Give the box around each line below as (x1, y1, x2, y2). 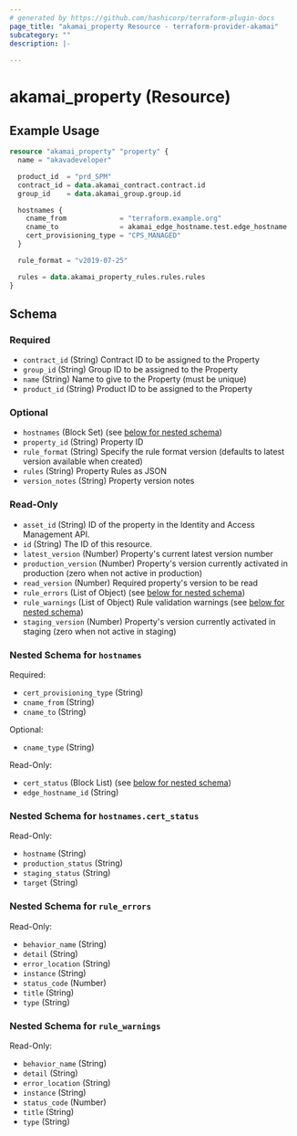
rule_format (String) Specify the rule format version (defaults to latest (22, 447, 285, 458)
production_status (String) (22, 857, 123, 868)
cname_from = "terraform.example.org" (26, 214, 222, 224)
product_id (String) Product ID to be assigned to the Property (22, 384, 253, 394)
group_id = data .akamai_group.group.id (17, 189, 181, 198)
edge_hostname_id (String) (22, 787, 119, 798)
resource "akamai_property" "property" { (9, 147, 169, 156)
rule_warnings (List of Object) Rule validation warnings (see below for (22, 596, 285, 607)
